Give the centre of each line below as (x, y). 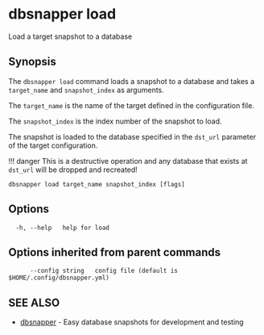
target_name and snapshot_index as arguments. (87, 90)
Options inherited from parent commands (115, 252)
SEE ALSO (34, 302)
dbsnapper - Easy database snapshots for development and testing (132, 322)
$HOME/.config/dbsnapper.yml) (59, 278)
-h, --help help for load (63, 228)
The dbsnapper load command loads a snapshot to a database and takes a (132, 81)
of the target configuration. (53, 145)
